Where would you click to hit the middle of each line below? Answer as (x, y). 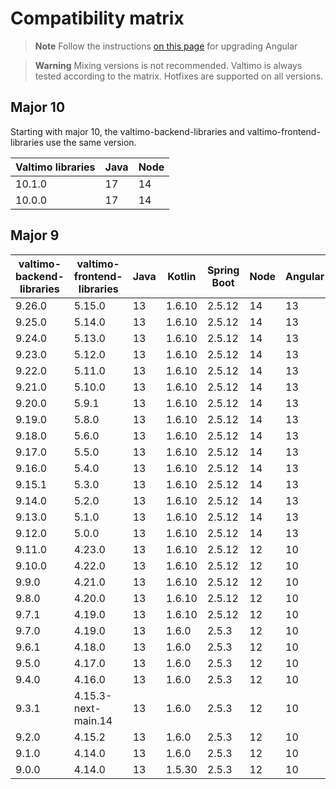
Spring (223, 270)
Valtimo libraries (55, 167)
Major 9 (35, 235)
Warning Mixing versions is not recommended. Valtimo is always (168, 65)
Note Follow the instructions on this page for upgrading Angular (166, 46)
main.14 (93, 720)
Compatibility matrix (97, 18)
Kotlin (182, 276)
